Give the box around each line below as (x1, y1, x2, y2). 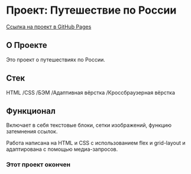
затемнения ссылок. (6, 128, 58, 135)
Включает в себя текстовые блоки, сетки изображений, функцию (6, 122, 171, 129)
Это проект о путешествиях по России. (6, 56, 105, 63)
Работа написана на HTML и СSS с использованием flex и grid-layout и (6, 140, 186, 147)
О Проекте (6, 40, 47, 50)
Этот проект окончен (6, 160, 71, 169)
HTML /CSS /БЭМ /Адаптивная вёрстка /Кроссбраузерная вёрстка (6, 89, 176, 96)
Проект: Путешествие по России (6, 4, 177, 17)
